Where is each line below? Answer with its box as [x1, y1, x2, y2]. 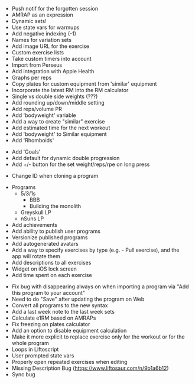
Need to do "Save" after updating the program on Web [11, 295, 145, 302]
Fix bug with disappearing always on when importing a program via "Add [11, 283, 189, 290]
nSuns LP [20, 215, 44, 222]
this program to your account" [11, 289, 86, 296]
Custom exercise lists [11, 49, 64, 56]
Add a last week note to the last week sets [11, 308, 115, 315]
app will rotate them [11, 253, 61, 259]
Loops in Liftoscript [11, 346, 59, 353]
